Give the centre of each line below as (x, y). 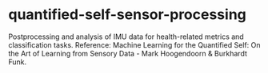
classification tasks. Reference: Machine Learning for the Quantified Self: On (134, 44)
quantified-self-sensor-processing (127, 15)
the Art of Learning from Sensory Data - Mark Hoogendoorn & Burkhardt (128, 53)
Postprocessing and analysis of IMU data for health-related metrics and (126, 36)
